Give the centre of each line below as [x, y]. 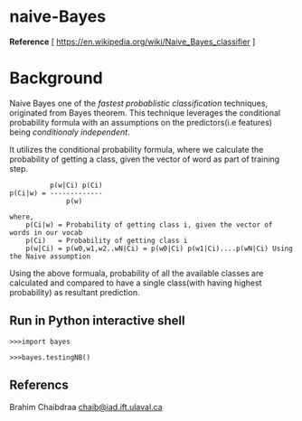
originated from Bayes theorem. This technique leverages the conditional [145, 112]
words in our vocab [46, 232]
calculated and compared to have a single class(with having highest [136, 283]
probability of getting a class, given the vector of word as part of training [145, 159]
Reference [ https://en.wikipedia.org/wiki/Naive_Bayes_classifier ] [132, 42]
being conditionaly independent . [70, 132]
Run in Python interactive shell [97, 321]
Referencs [39, 385]
